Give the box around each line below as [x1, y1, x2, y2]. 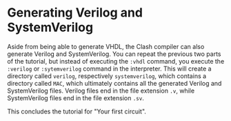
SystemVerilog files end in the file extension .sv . [7, 93, 145, 102]
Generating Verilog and [7, 5, 143, 21]
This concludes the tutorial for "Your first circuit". [7, 107, 147, 115]
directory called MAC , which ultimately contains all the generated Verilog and [7, 79, 222, 87]
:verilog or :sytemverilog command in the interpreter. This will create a [7, 64, 212, 73]
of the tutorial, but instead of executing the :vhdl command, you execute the [7, 57, 225, 65]
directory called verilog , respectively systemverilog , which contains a [7, 71, 207, 80]
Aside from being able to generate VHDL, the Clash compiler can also [7, 42, 205, 50]
